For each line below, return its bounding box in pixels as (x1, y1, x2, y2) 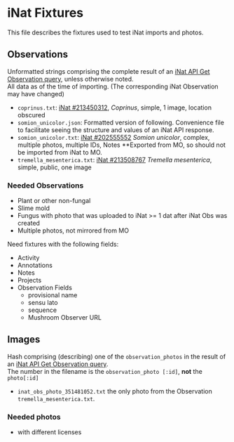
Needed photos (7, 412, 61, 422)
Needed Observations (7, 181, 84, 190)
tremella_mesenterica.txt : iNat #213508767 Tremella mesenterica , (17, 155, 212, 164)
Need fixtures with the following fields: (7, 240, 119, 249)
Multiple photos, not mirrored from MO (17, 226, 130, 235)
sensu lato (27, 299, 58, 307)
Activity (17, 254, 40, 262)
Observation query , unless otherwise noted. (7, 74, 135, 83)
